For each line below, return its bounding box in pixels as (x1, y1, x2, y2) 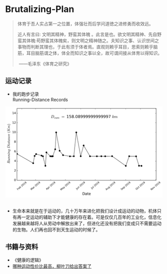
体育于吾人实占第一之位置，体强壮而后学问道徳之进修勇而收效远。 (17, 20, 153, 26)
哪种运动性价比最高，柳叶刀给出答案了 (12, 263, 91, 269)
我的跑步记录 (12, 91, 39, 97)
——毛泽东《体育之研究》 (18, 60, 71, 66)
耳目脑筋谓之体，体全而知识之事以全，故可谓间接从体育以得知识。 (26, 50, 162, 56)
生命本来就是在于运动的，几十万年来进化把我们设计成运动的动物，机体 (12, 208, 157, 214)
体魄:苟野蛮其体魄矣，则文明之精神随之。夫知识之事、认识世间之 (26, 37, 159, 43)
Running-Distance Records (12, 96, 68, 102)
